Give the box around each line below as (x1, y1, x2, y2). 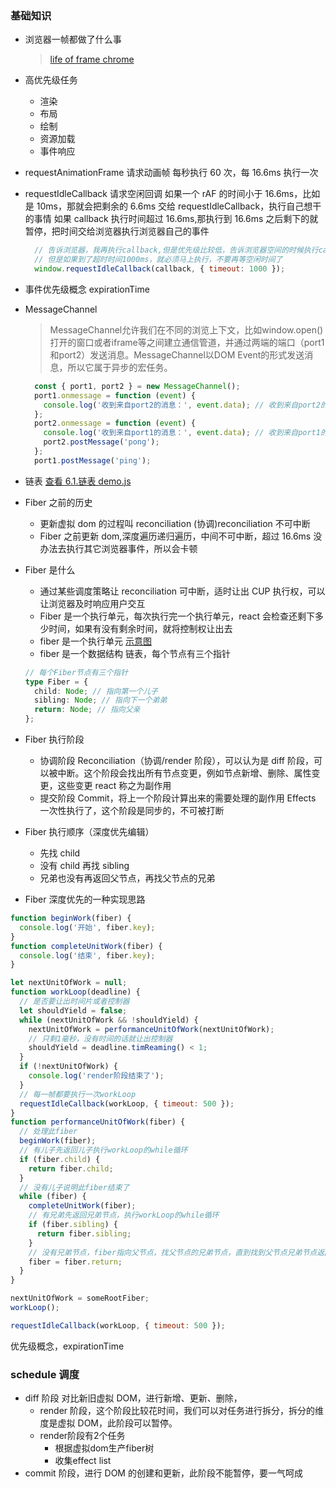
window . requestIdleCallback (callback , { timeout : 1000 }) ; (34, 264, 286, 274)
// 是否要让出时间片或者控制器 (19, 997, 130, 1007)
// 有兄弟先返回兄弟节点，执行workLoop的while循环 (28, 1210, 220, 1221)
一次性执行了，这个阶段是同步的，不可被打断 (39, 805, 225, 817)
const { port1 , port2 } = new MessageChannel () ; (34, 381, 241, 391)
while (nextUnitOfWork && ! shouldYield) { (19, 1015, 199, 1025)
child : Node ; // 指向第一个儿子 (34, 686, 158, 696)
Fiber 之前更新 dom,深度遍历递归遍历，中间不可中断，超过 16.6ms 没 (39, 530, 323, 542)
